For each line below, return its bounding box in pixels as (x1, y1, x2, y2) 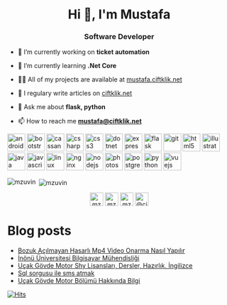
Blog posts (7, 223, 72, 239)
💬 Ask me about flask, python (17, 103, 106, 111)
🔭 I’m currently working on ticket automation (17, 48, 150, 56)
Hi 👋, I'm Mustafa (67, 6, 171, 23)
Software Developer (84, 32, 155, 42)
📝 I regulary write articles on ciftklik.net (17, 89, 133, 98)
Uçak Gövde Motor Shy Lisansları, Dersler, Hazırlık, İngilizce (17, 262, 193, 270)
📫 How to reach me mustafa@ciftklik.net (17, 117, 142, 126)
